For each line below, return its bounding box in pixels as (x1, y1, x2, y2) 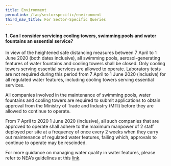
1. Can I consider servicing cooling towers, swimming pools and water (5, 33, 157, 39)
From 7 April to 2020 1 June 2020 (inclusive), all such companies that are (5, 118, 159, 124)
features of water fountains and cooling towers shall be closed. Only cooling (5, 60, 166, 66)
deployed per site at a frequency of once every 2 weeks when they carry (5, 128, 159, 135)
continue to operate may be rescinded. (5, 140, 87, 146)
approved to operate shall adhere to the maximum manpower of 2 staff (5, 123, 154, 129)
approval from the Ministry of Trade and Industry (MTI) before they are (5, 102, 154, 108)
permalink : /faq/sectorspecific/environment (5, 12, 102, 17)
